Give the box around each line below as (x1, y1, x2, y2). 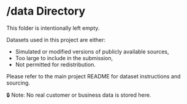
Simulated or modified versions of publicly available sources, (15, 47, 170, 55)
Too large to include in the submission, (15, 54, 113, 61)
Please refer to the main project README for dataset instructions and (6, 72, 181, 80)
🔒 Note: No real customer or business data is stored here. (6, 91, 151, 99)
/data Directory (6, 4, 86, 18)
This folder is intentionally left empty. (6, 24, 100, 32)
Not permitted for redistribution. (15, 61, 96, 68)
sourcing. (6, 79, 31, 86)
